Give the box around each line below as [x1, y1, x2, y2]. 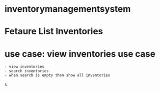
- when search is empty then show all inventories [4, 73, 110, 78]
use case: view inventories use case [4, 48, 156, 59]
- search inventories [4, 68, 49, 74]
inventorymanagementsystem [4, 3, 131, 15]
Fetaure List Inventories [4, 26, 104, 37]
